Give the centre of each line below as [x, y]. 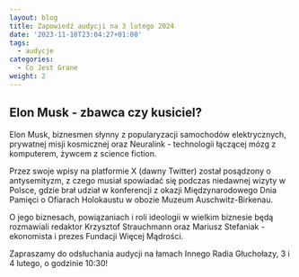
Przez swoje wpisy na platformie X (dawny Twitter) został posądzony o [140, 171]
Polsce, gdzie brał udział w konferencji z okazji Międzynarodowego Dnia [143, 190]
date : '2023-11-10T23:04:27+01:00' [76, 34]
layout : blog [34, 18]
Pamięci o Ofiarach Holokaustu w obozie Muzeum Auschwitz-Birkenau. [141, 200]
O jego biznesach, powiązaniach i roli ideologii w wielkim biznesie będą [141, 217]
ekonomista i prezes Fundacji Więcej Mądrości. [97, 236]
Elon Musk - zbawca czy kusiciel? [106, 113]
